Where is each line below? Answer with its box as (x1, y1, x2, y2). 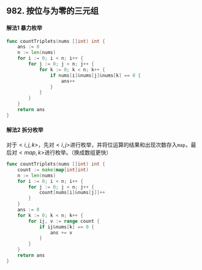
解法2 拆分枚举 (6, 126, 44, 134)
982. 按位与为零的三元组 (6, 6, 99, 17)
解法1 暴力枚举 (6, 24, 43, 31)
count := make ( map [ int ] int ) (17, 166, 89, 173)
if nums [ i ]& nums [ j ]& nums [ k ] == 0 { (50, 72, 141, 79)
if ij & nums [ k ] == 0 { (39, 223, 95, 230)
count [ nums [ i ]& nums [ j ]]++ (39, 190, 105, 196)
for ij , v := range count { (28, 218, 100, 224)
